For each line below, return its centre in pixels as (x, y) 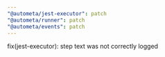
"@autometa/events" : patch (46, 26)
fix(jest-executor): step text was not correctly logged (82, 47)
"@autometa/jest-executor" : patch (57, 14)
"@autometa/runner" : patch (46, 20)
